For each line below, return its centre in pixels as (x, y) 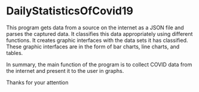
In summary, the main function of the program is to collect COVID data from (99, 65)
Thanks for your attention (37, 82)
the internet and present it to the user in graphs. (65, 70)
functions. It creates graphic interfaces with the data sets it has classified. (97, 40)
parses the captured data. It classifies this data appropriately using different (99, 33)
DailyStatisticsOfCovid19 (70, 11)
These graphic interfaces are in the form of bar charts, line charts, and (93, 47)
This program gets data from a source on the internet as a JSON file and (95, 27)
